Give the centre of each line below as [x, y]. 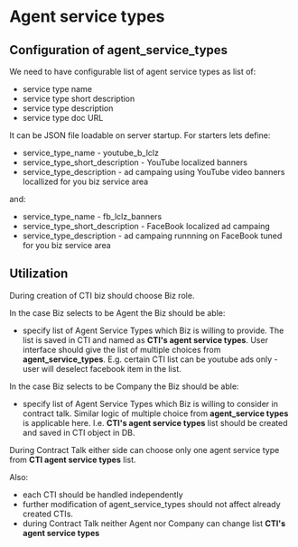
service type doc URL [63, 118]
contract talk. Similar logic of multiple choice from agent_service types [155, 413]
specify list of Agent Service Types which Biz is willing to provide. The [153, 330]
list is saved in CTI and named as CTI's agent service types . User [145, 339]
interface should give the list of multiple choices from [121, 349]
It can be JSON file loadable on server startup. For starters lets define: [140, 135]
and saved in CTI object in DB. [79, 432]
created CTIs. [48, 514]
